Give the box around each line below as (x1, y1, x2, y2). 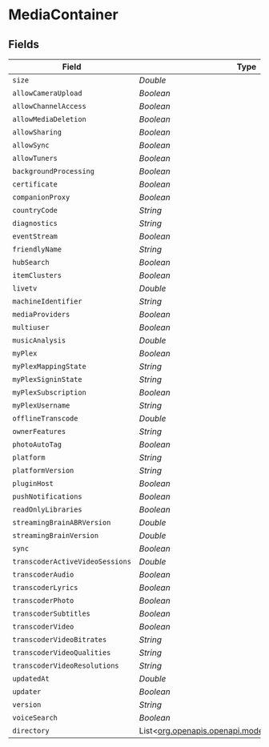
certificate (12, 180, 58, 189)
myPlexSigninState (12, 375, 82, 384)
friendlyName (12, 245, 62, 254)
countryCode (12, 206, 58, 215)
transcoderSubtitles (12, 609, 90, 618)
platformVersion (12, 466, 74, 475)
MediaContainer (8, 6, 118, 24)
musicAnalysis (12, 336, 66, 345)
